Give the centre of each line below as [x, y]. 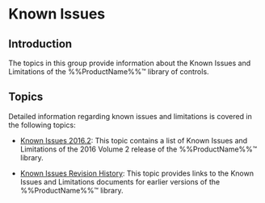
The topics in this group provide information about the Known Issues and [130, 63]
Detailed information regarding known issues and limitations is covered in [130, 116]
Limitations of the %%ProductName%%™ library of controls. [109, 72]
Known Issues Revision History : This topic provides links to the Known [137, 173]
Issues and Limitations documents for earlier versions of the [120, 181]
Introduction [40, 44]
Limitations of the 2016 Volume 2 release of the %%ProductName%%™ [139, 149]
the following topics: [42, 125]
